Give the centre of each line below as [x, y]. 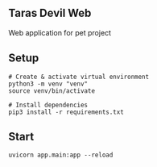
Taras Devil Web [50, 13]
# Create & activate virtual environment [79, 77]
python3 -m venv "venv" [48, 84]
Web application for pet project [60, 32]
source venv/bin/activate [52, 91]
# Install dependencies [48, 105]
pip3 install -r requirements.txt [66, 112]
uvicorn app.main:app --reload [61, 155]
